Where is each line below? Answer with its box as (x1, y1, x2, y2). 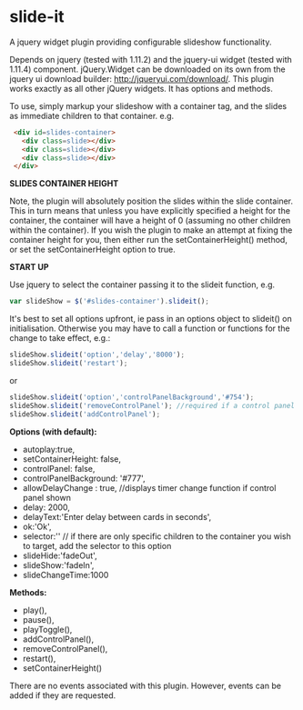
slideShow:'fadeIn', (22, 559, 95, 570)
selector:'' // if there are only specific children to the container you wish (22, 530, 291, 542)
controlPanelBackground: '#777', (22, 473, 146, 484)
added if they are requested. (9, 689, 116, 701)
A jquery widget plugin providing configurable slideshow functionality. (9, 36, 272, 47)
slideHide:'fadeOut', (22, 550, 97, 561)
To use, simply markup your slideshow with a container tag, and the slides (9, 100, 288, 111)
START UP (9, 262, 49, 273)
